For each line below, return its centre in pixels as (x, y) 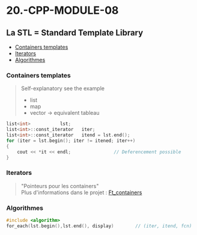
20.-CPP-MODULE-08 (62, 11)
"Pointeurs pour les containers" (60, 186)
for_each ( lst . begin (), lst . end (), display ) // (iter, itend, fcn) (99, 226)
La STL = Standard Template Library (75, 33)
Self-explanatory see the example (63, 88)
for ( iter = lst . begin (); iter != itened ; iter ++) (71, 141)
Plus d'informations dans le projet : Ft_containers (81, 192)
